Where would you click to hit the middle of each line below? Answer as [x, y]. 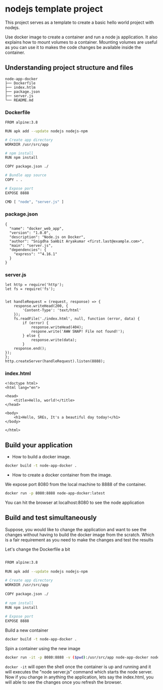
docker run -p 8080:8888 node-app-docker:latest [55, 493]
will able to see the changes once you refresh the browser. [64, 682]
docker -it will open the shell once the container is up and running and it [78, 667]
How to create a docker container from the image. [62, 475]
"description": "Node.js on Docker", [48, 237]
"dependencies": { [28, 250]
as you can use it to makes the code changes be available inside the [73, 47]
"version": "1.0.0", [30, 233]
